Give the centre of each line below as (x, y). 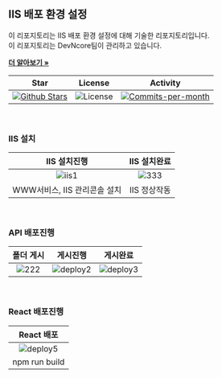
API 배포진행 (31, 233)
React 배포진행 (36, 312)
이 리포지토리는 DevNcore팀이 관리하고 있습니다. (85, 45)
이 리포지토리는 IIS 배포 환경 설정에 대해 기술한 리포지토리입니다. (109, 35)
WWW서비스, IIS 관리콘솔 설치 (67, 190)
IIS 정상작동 (150, 190)
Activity (165, 83)
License (95, 83)
